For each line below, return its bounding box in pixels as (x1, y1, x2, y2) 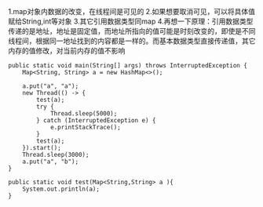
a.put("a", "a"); (22, 82, 79, 90)
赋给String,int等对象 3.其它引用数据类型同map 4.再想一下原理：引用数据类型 (8, 16, 254, 26)
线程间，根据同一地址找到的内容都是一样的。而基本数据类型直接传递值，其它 (8, 36, 256, 45)
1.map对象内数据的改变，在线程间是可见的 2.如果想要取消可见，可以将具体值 (8, 7, 255, 16)
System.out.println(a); (22, 185, 100, 193)
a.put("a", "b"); (22, 158, 79, 165)
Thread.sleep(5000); (49, 110, 118, 118)
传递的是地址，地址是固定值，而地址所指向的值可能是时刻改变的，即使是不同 (8, 27, 256, 35)
